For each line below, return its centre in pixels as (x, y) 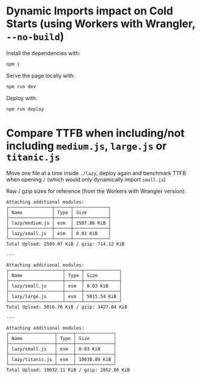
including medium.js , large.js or (86, 146)
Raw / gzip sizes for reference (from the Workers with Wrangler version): (96, 191)
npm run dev (21, 86)
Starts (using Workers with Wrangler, (101, 24)
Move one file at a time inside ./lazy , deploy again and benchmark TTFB (96, 173)
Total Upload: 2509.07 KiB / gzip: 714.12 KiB (65, 244)
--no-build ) (35, 37)
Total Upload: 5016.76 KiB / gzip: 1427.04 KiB (67, 307)
